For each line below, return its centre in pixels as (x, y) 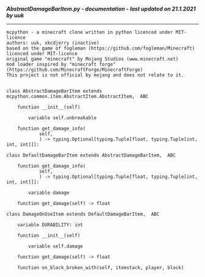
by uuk (15, 15)
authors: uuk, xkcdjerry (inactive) (53, 43)
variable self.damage (56, 246)
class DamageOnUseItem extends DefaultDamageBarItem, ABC (83, 214)
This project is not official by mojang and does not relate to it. (95, 75)
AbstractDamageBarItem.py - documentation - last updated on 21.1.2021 (101, 9)
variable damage (49, 193)
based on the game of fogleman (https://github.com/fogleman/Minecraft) (101, 48)
